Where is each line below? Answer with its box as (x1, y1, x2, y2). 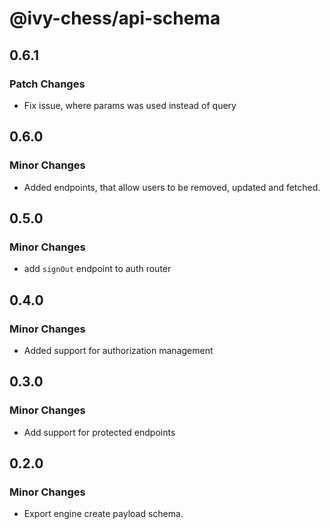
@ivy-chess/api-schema (9, 7, 221, 30)
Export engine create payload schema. (23, 508, 184, 520)
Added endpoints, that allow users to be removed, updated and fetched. (23, 181, 321, 193)
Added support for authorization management (23, 344, 214, 356)
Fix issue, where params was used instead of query (23, 99, 237, 111)
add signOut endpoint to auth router (23, 263, 172, 275)
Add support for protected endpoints (23, 426, 176, 438)
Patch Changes (9, 77, 86, 91)
